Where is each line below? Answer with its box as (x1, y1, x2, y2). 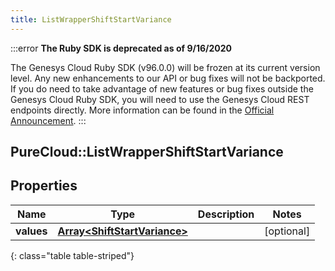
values (15, 224, 48, 238)
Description (197, 207, 255, 221)
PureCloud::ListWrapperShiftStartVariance (10, 144, 284, 161)
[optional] (264, 224, 311, 238)
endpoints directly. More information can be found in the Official (10, 104, 275, 116)
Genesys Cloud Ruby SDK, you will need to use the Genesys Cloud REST (10, 93, 310, 105)
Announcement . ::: (10, 114, 87, 126)
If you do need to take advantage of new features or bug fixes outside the (10, 82, 314, 95)
